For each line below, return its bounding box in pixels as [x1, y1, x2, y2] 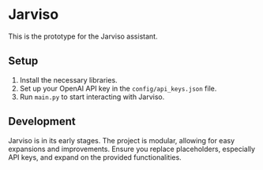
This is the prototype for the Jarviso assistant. [8, 31, 158, 41]
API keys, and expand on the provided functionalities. [8, 152, 182, 162]
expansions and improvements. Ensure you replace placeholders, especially [8, 144, 255, 153]
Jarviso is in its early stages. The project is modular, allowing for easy [8, 135, 235, 145]
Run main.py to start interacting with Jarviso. [19, 92, 165, 102]
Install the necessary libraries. [19, 75, 118, 84]
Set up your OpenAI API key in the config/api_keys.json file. [19, 83, 217, 93]
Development [8, 115, 77, 128]
